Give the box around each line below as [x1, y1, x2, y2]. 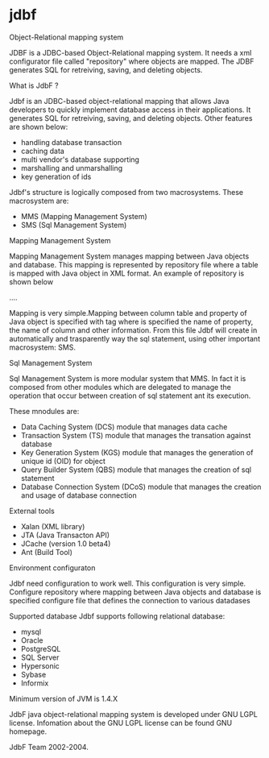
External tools [9, 506, 55, 516]
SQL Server [20, 652, 60, 662]
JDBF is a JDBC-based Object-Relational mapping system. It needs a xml [9, 48, 252, 57]
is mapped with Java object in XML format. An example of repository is [9, 268, 245, 278]
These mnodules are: [9, 406, 80, 416]
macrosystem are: [9, 196, 69, 205]
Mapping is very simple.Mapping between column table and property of [9, 308, 248, 317]
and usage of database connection [20, 490, 137, 500]
